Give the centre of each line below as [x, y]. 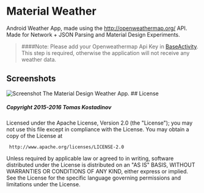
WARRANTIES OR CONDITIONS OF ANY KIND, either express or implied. [97, 171]
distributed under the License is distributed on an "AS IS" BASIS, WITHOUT [101, 165]
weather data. [39, 59]
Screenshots [31, 78]
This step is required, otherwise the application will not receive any [105, 53]
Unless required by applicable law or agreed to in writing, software [90, 158]
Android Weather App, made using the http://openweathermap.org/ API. [97, 28]
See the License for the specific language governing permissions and [94, 178]
